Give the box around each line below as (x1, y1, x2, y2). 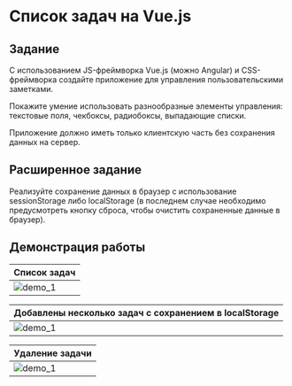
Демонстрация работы (9, 240, 146, 255)
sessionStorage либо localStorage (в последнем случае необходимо (9, 195, 266, 205)
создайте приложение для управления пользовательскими (58, 74, 284, 85)
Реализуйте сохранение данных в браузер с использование (9, 186, 237, 197)
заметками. (9, 84, 54, 94)
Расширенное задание (9, 162, 142, 178)
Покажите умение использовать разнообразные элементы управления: (9, 101, 283, 112)
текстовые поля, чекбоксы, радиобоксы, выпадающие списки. (9, 111, 247, 120)
